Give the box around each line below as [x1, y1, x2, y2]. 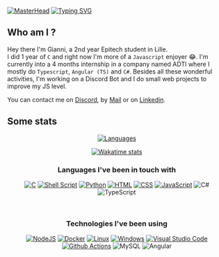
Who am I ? [7, 26, 56, 38]
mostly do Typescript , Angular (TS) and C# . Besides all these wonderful [7, 67, 213, 76]
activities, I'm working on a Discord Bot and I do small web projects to [7, 74, 207, 83]
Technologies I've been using [65, 219, 168, 229]
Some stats [7, 115, 58, 128]
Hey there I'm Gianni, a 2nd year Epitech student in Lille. [7, 45, 168, 53]
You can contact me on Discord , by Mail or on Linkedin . [7, 95, 165, 103]
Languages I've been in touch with [58, 165, 176, 174]
